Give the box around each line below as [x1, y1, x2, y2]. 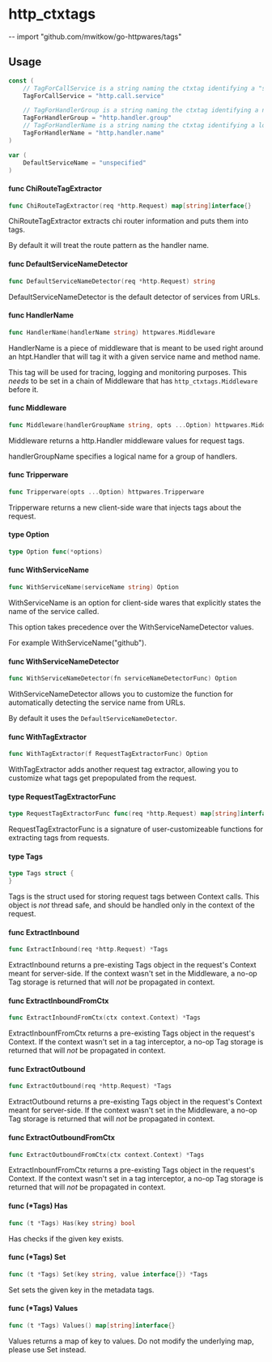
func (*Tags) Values [8, 1304, 79, 1313]
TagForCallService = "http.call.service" [23, 92, 164, 100]
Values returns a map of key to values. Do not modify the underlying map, [8, 1336, 254, 1346]
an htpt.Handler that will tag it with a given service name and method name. [8, 352, 261, 361]
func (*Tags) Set [8, 1253, 66, 1262]
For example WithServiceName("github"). [8, 638, 147, 647]
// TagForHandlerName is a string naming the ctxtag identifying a [23, 122, 255, 130]
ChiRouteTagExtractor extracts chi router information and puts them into [8, 216, 249, 226]
